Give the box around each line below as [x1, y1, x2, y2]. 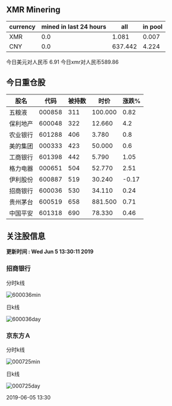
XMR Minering [6, 5, 61, 15]
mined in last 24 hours [41, 22, 107, 30]
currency [9, 22, 36, 30]
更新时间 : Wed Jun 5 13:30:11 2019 [6, 248, 94, 256]
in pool [142, 22, 162, 30]
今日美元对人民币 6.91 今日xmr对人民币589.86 [6, 58, 119, 65]
